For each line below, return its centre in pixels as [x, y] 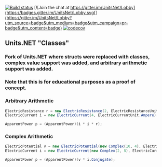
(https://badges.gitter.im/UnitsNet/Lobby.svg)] [51, 13]
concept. [16, 88]
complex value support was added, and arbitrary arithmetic [76, 63]
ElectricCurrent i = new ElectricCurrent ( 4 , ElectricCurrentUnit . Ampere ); [82, 115]
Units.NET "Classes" [37, 43]
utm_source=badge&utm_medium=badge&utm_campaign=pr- [67, 23]
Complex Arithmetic [29, 137]
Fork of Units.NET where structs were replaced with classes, [77, 57]
